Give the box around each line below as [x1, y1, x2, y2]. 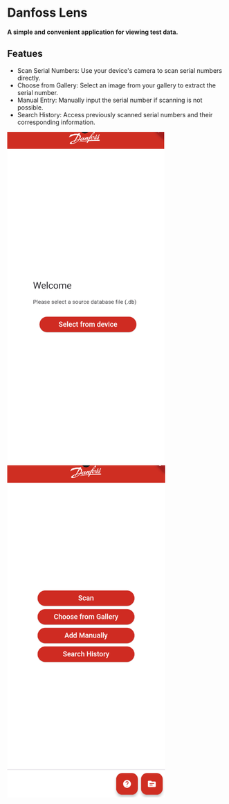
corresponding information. [17, 118, 95, 126]
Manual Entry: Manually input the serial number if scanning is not [17, 96, 203, 104]
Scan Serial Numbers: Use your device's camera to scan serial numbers [17, 66, 223, 74]
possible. [17, 103, 44, 112]
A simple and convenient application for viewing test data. [7, 28, 178, 36]
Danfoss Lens [7, 5, 88, 21]
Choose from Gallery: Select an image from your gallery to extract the [17, 81, 217, 89]
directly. [17, 74, 41, 82]
